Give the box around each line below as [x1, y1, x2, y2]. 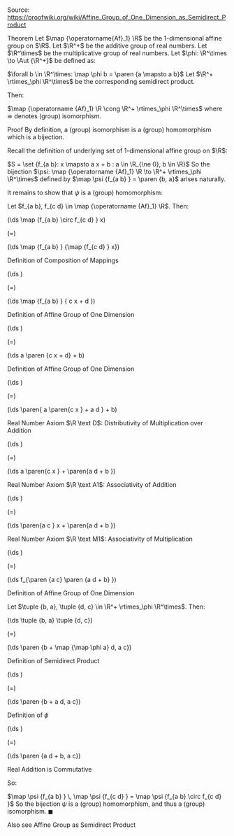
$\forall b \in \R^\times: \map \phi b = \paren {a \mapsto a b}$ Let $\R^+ [7, 70, 214, 78]
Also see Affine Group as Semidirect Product [7, 821, 136, 829]
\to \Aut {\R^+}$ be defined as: [7, 57, 96, 65]
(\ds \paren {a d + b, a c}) [7, 751, 81, 760]
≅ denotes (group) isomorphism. [7, 112, 101, 120]
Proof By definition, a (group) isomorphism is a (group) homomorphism [7, 125, 212, 134]
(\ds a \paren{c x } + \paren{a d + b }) [7, 467, 116, 476]
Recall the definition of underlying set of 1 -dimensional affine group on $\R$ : [7, 146, 228, 155]
